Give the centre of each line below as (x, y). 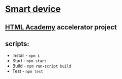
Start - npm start (29, 61)
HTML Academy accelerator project (61, 27)
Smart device (33, 9)
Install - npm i (26, 55)
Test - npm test (28, 71)
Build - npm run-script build (42, 66)
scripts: (17, 43)
